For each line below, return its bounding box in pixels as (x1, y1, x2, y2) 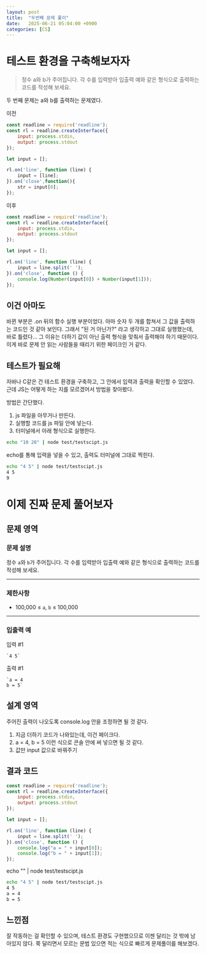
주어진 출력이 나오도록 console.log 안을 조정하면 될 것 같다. (6, 718, 148, 725)
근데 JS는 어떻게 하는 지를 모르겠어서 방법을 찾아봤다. (6, 386, 134, 393)
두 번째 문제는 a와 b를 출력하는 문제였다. (6, 96, 103, 104)
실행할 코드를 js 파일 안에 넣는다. (15, 419, 93, 427)
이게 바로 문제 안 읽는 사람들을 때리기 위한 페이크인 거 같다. (6, 341, 147, 348)
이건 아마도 (6, 300, 46, 311)
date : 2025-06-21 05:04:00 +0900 (6, 20, 97, 26)
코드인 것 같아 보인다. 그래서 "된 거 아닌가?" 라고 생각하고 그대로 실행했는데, (12, 325, 194, 333)
